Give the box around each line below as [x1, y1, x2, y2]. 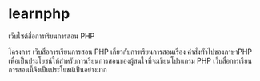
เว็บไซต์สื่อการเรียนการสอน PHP [8, 31, 95, 40]
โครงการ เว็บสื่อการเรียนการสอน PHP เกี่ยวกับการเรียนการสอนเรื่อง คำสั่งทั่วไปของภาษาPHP [8, 47, 253, 56]
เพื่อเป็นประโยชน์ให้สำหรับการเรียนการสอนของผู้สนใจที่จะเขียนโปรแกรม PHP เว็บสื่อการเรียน [8, 56, 252, 65]
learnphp [8, 5, 70, 23]
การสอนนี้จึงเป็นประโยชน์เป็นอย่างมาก [8, 64, 107, 74]
